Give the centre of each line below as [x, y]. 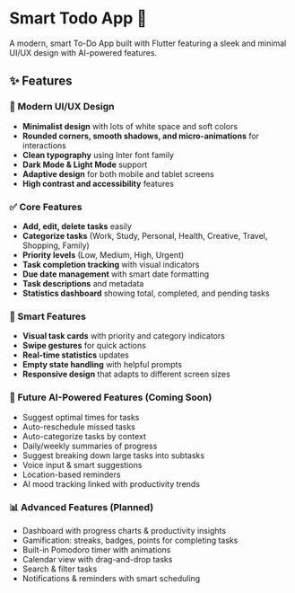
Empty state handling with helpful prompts [102, 365]
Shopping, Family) [56, 245]
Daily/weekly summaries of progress [90, 446]
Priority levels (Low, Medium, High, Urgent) [103, 254]
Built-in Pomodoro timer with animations [96, 549]
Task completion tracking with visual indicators [111, 264]
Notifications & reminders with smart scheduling [111, 578]
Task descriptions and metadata [83, 283]
